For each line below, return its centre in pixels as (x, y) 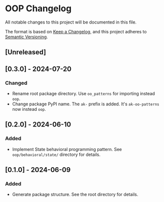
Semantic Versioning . (26, 37)
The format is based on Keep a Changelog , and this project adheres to (76, 31)
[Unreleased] (26, 52)
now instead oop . (29, 109)
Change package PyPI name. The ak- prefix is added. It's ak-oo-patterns (86, 104)
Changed (16, 83)
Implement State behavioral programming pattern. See (67, 149)
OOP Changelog (38, 9)
